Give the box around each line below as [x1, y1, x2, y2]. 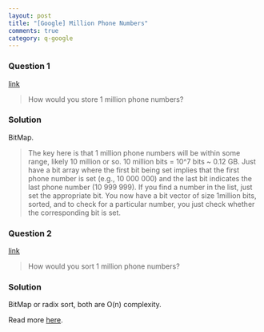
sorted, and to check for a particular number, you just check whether [27, 199, 255, 209]
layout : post [8, 11, 52, 20]
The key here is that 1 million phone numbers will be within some [27, 148, 241, 157]
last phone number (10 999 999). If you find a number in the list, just [27, 182, 253, 192]
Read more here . [8, 315, 63, 325]
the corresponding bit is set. [27, 208, 122, 217]
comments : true [8, 26, 59, 34]
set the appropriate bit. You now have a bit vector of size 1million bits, [27, 190, 257, 200]
